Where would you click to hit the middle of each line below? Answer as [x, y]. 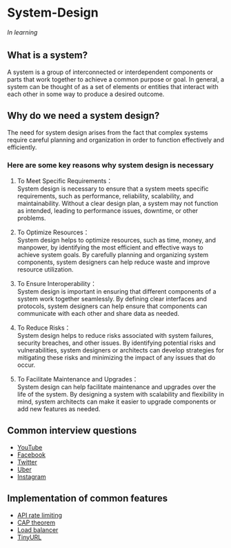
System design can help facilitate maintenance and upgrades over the [117, 387]
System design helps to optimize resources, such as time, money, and [116, 240]
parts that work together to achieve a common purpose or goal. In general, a [116, 79]
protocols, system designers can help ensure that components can [112, 306]
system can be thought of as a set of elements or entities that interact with [113, 86]
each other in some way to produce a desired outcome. [86, 94]
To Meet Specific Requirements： [65, 180]
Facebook [31, 455]
